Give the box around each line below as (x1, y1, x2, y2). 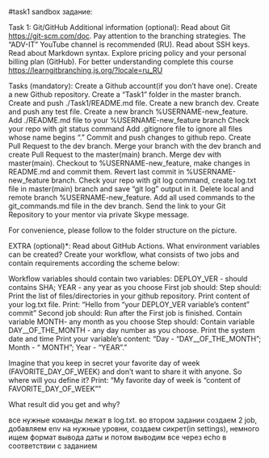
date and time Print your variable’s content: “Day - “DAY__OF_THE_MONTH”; (8, 334, 262, 343)
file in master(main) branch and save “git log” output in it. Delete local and (8, 184, 254, 193)
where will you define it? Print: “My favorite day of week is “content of (8, 376, 241, 384)
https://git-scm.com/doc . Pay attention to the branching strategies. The (8, 32, 246, 40)
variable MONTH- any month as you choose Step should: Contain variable (8, 317, 255, 326)
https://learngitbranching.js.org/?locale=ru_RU (8, 65, 163, 75)
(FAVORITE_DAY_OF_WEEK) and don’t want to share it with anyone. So (8, 367, 242, 376)
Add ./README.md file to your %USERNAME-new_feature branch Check (8, 116, 250, 124)
